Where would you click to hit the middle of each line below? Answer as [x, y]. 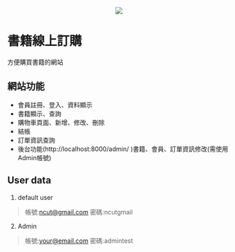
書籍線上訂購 [45, 41]
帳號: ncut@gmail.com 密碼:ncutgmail [79, 212]
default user [35, 197]
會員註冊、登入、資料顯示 [55, 104]
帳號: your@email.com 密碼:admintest [79, 241]
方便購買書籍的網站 [35, 62]
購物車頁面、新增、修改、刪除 [61, 122]
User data [29, 180]
